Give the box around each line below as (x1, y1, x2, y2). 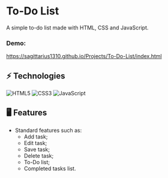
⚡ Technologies (6, 71, 65, 81)
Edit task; (23, 139, 47, 146)
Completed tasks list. (23, 165, 76, 172)
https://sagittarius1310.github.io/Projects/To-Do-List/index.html (6, 53, 162, 60)
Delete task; (23, 152, 54, 159)
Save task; (23, 146, 50, 153)
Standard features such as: (14, 126, 82, 134)
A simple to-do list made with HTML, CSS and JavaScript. (6, 24, 149, 31)
